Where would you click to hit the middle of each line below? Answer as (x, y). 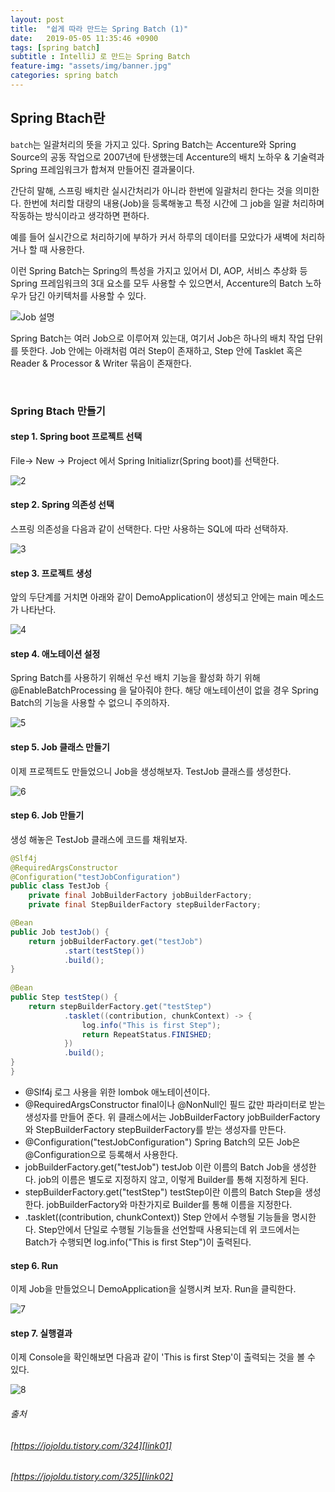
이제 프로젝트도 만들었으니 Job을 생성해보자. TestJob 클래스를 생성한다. (151, 771)
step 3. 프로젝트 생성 (51, 573)
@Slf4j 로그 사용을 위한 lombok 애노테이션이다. (117, 1092)
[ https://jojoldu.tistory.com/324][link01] (91, 1445)
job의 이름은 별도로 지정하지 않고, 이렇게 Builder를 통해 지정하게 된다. (173, 1179)
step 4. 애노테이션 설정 (55, 653)
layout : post (37, 19)
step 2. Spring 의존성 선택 (62, 505)
